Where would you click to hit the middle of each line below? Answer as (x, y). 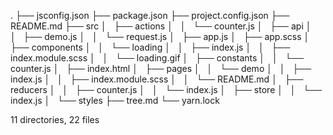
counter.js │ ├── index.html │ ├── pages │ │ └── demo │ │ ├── (161, 68)
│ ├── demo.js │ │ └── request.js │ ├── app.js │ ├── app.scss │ (160, 36)
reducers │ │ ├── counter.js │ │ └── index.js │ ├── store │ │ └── (166, 89)
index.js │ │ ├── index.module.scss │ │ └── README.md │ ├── (157, 79)
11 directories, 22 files (55, 119)
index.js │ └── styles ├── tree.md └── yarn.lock (115, 100)
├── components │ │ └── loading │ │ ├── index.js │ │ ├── (150, 47)
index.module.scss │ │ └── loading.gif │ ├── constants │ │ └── (157, 58)
